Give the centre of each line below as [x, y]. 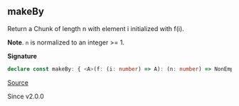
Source [18, 82]
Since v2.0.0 [26, 96]
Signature [22, 56]
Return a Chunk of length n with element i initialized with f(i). [96, 28]
